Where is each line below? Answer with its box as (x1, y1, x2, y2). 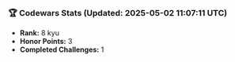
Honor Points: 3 (19, 37, 73, 46)
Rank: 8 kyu (19, 28, 59, 38)
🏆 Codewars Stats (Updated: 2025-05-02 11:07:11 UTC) (8, 7, 228, 18)
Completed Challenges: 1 (19, 45, 104, 54)
